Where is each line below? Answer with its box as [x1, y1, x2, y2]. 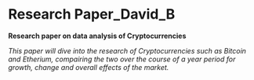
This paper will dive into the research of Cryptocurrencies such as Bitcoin [8, 46, 247, 55]
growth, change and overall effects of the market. [8, 62, 169, 71]
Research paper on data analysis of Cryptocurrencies [8, 31, 187, 40]
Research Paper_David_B [8, 5, 176, 23]
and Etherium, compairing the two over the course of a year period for [8, 54, 236, 64]
